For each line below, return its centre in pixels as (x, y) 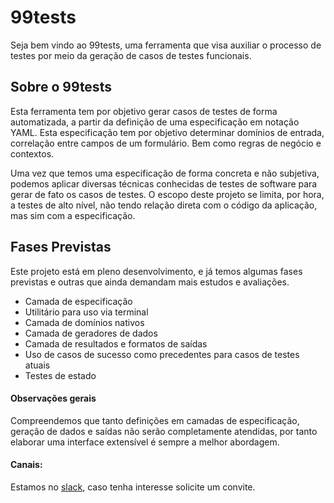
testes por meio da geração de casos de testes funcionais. (131, 55)
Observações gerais (53, 398)
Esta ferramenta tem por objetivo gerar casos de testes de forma (144, 111)
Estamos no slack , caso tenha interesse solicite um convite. (133, 487)
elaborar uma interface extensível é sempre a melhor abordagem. (145, 442)
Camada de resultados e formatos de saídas (116, 343)
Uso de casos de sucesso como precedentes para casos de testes (162, 354)
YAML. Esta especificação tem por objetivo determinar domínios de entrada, (167, 132)
